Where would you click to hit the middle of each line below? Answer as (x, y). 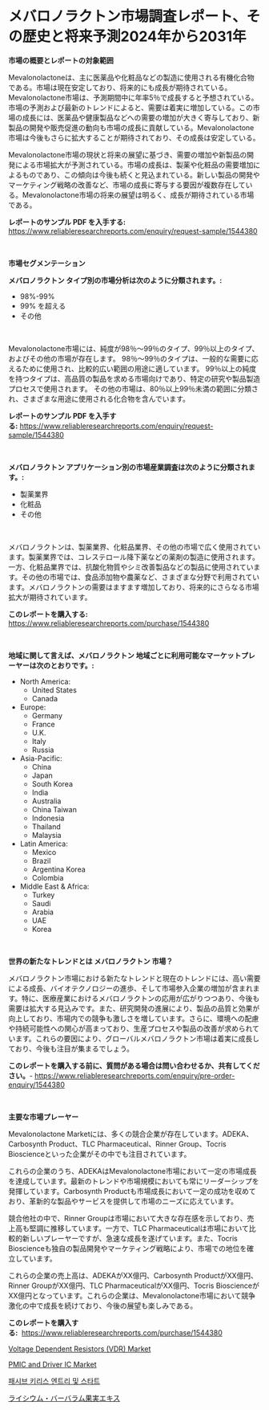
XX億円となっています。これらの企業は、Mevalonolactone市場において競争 (132, 1295)
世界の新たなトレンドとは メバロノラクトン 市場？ (91, 961)
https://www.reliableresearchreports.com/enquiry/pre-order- (135, 1075)
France (44, 724)
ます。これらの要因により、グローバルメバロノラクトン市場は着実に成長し (137, 1038)
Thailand (46, 826)
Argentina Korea (58, 869)
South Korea (52, 783)
